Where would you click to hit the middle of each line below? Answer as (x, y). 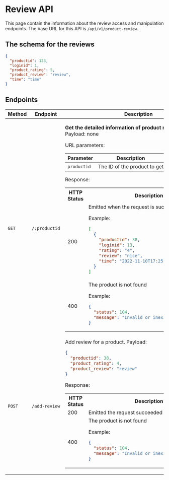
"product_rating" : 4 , (96, 363)
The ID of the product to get (131, 166)
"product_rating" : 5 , (32, 70)
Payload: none (82, 133)
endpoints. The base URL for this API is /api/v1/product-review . (72, 28)
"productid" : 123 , (29, 61)
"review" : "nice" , (121, 256)
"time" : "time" (26, 80)
